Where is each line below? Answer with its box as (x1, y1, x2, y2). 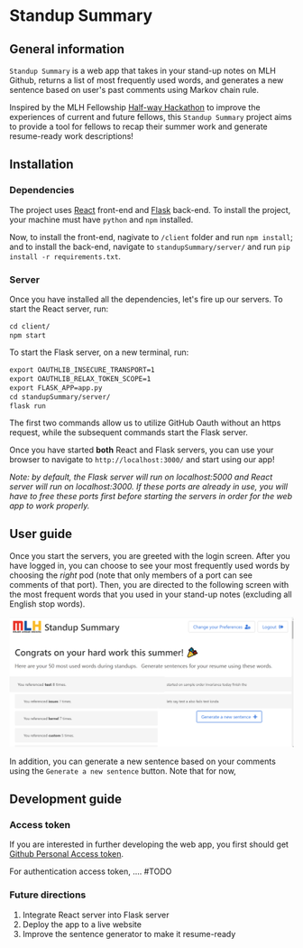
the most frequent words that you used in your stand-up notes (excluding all (9, 589, 292, 599)
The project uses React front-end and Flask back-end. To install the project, (9, 204, 291, 215)
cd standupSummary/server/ (9, 392, 111, 402)
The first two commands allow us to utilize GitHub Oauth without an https (9, 417, 281, 428)
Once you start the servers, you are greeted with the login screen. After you (9, 550, 290, 561)
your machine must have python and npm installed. (9, 214, 194, 225)
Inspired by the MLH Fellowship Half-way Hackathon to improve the (9, 102, 261, 113)
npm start (9, 330, 47, 339)
